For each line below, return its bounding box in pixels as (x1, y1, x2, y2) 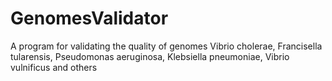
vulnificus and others (10, 61, 98, 73)
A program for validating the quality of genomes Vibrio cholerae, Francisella (10, 40, 323, 52)
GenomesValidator (10, 7, 169, 30)
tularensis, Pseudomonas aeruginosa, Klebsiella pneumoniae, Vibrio (10, 50, 290, 62)
